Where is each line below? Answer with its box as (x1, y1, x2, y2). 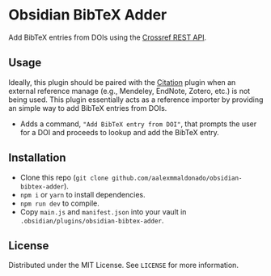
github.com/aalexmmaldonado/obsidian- (112, 174, 243, 182)
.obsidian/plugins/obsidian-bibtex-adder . (19, 215, 164, 225)
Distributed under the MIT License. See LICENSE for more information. (8, 261, 239, 270)
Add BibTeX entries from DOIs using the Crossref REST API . (8, 32, 207, 42)
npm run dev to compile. (19, 198, 100, 208)
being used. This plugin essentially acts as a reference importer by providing (8, 95, 264, 104)
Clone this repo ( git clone (19, 172, 109, 182)
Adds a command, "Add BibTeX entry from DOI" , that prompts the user (19, 119, 257, 129)
